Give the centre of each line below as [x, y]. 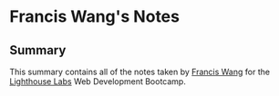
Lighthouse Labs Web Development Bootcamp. [98, 82]
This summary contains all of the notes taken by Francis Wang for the [140, 72]
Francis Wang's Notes [95, 17]
